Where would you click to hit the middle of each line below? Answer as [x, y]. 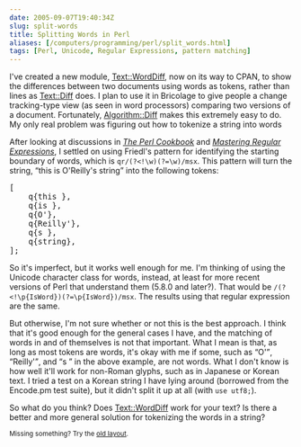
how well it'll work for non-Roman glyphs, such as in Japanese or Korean [145, 371]
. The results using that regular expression [212, 297]
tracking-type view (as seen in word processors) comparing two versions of [150, 105]
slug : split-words [44, 26]
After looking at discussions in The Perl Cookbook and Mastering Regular [145, 142]
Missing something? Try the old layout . [69, 434]
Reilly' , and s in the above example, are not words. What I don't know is [151, 362]
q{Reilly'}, [54, 224]
